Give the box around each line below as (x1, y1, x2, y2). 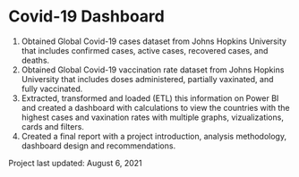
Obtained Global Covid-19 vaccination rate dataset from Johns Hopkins (21, 64, 285, 75)
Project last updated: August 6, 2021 (8, 157, 142, 168)
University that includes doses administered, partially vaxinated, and (21, 73, 274, 84)
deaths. (21, 55, 50, 65)
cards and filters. (21, 121, 84, 131)
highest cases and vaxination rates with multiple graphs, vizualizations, (21, 112, 284, 122)
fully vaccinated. (21, 83, 83, 94)
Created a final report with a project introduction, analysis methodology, (21, 131, 287, 141)
